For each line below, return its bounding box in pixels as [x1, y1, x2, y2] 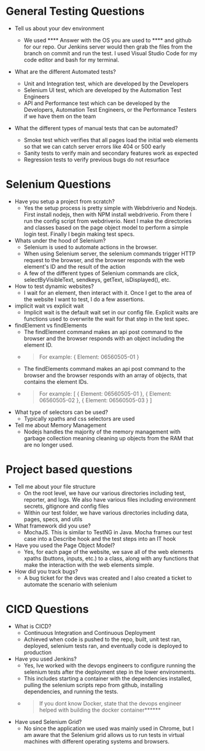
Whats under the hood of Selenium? [14, 236, 106, 244]
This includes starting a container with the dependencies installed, [23, 674, 192, 682]
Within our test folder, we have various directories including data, [23, 508, 189, 516]
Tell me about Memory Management [14, 421, 107, 429]
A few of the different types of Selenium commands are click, [23, 269, 179, 277]
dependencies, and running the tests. [23, 688, 118, 695]
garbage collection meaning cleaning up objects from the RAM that [23, 434, 194, 442]
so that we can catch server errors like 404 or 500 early [23, 142, 166, 150]
